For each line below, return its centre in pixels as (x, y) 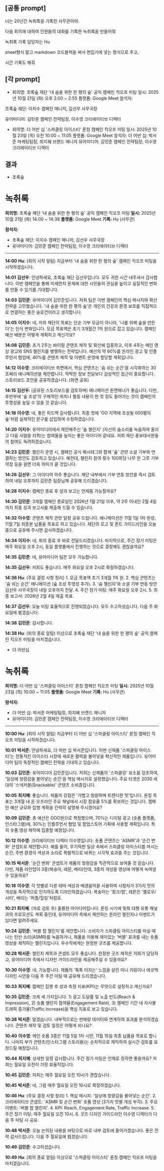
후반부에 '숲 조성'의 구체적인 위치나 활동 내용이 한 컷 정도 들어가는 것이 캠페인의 (81, 397)
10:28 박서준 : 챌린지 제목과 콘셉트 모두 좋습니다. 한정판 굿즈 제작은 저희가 (75, 954)
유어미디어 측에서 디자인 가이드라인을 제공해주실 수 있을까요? (69, 960)
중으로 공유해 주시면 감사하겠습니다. (39, 530)
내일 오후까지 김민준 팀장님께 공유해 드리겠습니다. (61, 481)
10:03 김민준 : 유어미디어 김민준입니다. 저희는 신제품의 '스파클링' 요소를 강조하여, (82, 773)
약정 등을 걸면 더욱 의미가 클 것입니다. (41, 464)
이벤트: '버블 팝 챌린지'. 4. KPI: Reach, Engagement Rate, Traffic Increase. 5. (80, 1108)
